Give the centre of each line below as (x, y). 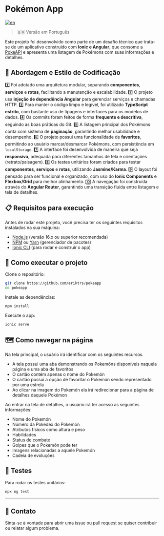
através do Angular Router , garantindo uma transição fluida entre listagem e (82, 187)
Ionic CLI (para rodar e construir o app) (51, 247)
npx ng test (17, 492)
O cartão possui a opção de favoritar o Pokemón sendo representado (82, 379)
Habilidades (24, 434)
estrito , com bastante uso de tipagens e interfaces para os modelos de (77, 111)
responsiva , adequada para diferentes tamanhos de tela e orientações (76, 156)
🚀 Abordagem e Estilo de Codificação (63, 72)
